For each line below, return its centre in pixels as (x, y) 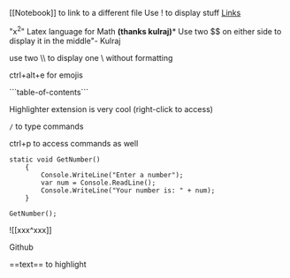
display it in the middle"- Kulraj (65, 41)
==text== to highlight (48, 264)
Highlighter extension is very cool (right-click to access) (111, 109)
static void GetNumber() (55, 159)
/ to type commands (46, 126)
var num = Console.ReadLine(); (99, 183)
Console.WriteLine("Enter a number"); (112, 175)
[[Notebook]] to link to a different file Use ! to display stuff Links (125, 13)
